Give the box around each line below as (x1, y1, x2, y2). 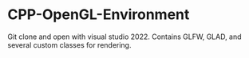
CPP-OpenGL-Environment (7, 6, 190, 24)
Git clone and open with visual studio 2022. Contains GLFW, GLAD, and (7, 32, 242, 41)
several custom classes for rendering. (7, 40, 132, 49)
